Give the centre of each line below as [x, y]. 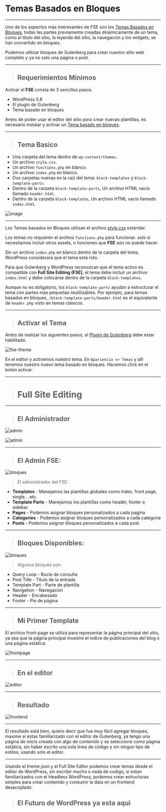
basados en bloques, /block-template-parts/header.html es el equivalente [81, 298]
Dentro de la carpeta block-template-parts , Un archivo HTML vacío [81, 188]
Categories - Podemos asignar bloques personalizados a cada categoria [86, 518]
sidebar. [21, 507]
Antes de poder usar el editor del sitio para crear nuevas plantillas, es [76, 119]
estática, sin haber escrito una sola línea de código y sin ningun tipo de [78, 747]
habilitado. [16, 340]
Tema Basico [37, 145]
